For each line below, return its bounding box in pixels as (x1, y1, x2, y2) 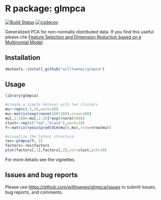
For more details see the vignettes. (5, 157, 76, 163)
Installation (5, 54, 40, 62)
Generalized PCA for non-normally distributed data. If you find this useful (5, 29, 154, 34)
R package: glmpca (5, 3, 86, 14)
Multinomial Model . (5, 39, 44, 45)
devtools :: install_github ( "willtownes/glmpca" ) (5, 67, 105, 71)
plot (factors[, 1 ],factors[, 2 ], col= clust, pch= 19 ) (5, 148, 107, 153)
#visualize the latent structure (5, 134, 74, 139)
